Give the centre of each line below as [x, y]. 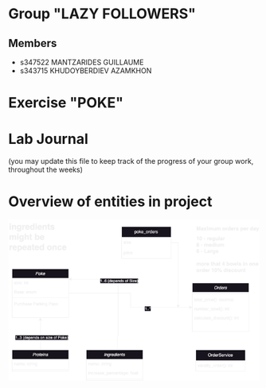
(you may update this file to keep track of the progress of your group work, [131, 161]
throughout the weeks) [46, 170]
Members [33, 43]
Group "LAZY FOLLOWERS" [102, 14]
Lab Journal [49, 139]
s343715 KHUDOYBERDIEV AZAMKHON [86, 71]
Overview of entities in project [110, 202]
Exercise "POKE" [66, 103]
